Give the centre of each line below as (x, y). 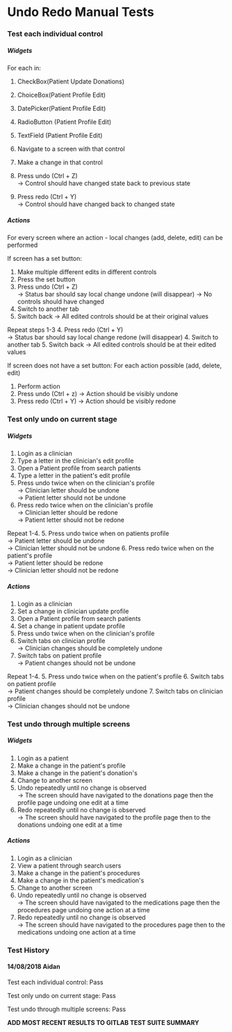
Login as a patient (43, 758)
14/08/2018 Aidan (34, 967)
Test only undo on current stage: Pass (61, 995)
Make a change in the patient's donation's (77, 772)
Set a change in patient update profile (71, 626)
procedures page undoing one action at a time (84, 910)
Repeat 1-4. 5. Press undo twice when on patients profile (88, 533)
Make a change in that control (60, 162)
